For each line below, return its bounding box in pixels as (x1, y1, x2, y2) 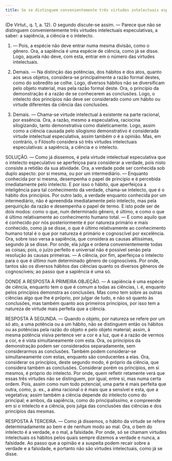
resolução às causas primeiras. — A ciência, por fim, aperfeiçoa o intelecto (5, 252, 164, 258)
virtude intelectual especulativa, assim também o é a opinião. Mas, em (12, 133, 161, 139)
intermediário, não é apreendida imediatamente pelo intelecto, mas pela (5, 197, 157, 204)
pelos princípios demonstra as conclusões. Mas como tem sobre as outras (5, 289, 163, 295)
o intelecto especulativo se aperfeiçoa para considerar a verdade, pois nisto (5, 159, 166, 166)
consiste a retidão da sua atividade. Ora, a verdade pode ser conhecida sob (5, 165, 165, 171)
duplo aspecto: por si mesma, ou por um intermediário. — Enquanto (5, 170, 148, 176)
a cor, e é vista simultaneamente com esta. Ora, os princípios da (5, 337, 141, 344)
